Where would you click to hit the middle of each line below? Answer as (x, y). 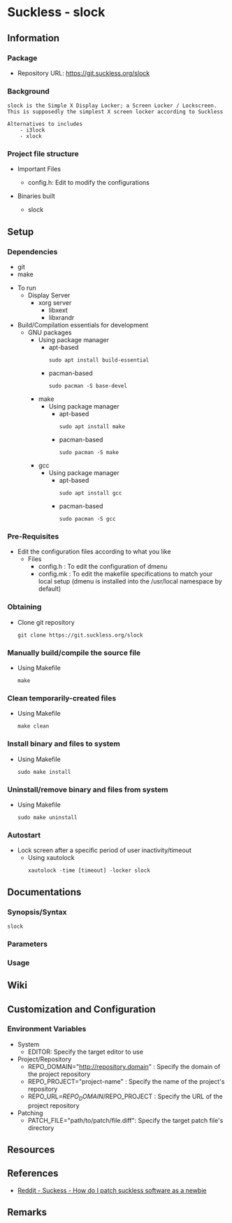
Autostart (24, 835)
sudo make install (44, 772)
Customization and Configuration (81, 1009)
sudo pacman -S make (89, 453)
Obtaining (24, 607)
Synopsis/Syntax (37, 912)
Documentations (44, 892)
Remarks (27, 1212)
